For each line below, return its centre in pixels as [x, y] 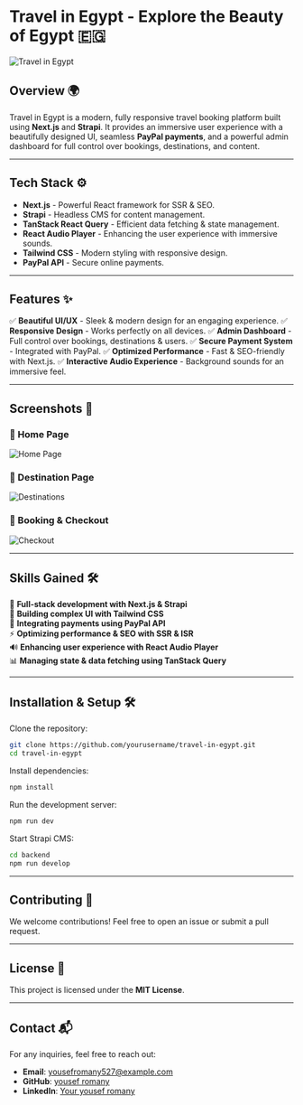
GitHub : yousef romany [66, 1081]
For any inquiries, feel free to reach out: [83, 1053]
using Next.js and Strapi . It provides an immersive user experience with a [147, 126]
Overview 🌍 [45, 91]
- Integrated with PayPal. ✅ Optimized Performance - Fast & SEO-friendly [147, 351]
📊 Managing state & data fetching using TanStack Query [118, 660]
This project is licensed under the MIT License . [97, 990]
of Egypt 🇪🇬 [58, 36]
